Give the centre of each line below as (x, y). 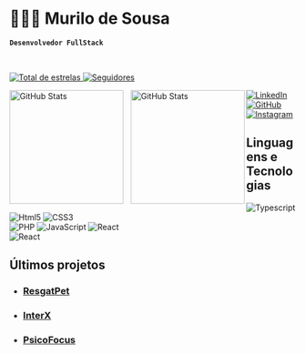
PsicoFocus (49, 339)
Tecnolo (269, 172)
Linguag (270, 143)
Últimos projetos (58, 265)
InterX (37, 315)
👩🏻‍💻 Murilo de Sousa (90, 19)
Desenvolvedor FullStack (56, 43)
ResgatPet (46, 291)
